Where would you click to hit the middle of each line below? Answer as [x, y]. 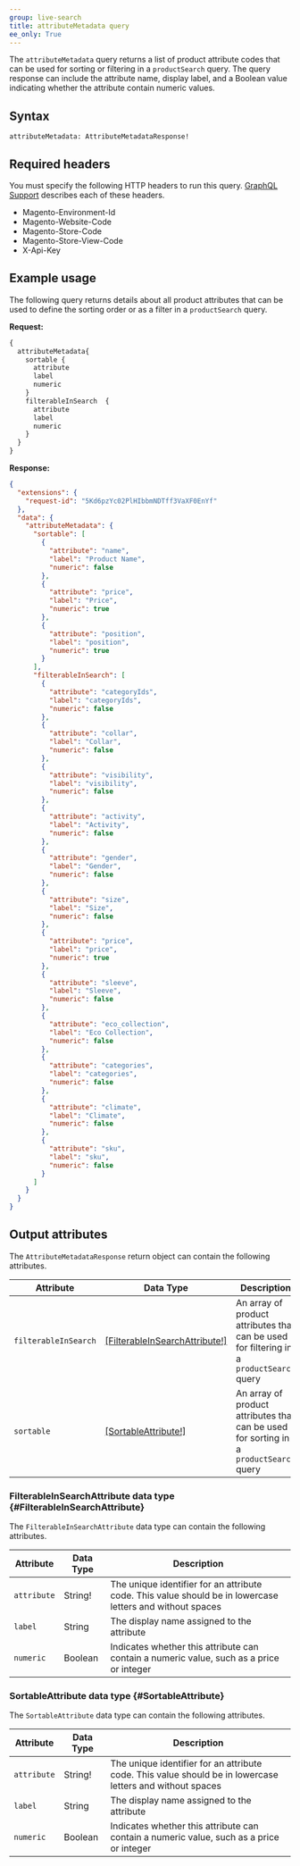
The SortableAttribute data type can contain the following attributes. [137, 1715]
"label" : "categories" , [93, 1074]
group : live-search [46, 17]
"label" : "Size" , [81, 908]
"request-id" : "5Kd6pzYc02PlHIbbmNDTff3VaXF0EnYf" [121, 501]
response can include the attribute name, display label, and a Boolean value [148, 79]
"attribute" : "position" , [97, 634]
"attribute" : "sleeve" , [93, 983]
